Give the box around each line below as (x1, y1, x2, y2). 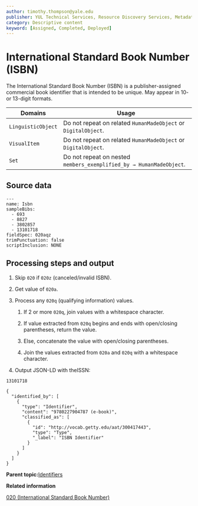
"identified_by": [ (11, 393, 60, 399)
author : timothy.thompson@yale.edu (6, 8, 94, 15)
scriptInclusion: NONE (6, 242, 62, 248)
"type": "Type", (32, 429, 72, 435)
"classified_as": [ (21, 414, 70, 420)
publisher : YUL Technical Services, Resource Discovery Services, (6, 14, 173, 20)
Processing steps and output (6, 258, 114, 268)
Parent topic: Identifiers (6, 471, 63, 478)
